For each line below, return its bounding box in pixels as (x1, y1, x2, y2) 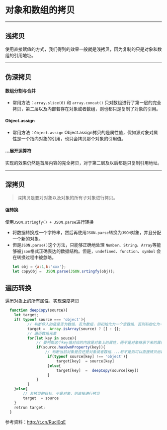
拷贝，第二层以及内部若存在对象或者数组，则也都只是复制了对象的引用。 (12, 106, 161, 112)
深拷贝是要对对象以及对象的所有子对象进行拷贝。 (17, 194, 118, 200)
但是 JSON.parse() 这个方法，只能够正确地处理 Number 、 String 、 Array (12, 242, 153, 248)
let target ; (14, 313, 39, 318)
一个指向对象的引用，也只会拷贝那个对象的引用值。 (21, 135, 126, 142)
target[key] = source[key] (56, 358, 114, 363)
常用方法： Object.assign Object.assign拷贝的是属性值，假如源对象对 (12, 129, 154, 135)
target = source (23, 396, 59, 401)
